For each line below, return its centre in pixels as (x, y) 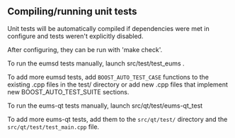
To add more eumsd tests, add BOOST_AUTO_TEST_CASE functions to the (108, 77)
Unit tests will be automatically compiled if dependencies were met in (109, 28)
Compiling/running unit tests (72, 12)
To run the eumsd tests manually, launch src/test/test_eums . (96, 63)
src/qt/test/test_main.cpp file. (53, 127)
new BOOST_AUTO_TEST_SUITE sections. (68, 92)
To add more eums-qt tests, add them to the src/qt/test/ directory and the (117, 119)
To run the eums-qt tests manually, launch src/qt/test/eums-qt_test (105, 106)
